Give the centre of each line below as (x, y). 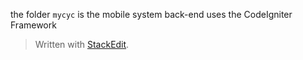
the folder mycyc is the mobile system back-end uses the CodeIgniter (151, 14)
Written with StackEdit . (82, 44)
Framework (33, 25)
